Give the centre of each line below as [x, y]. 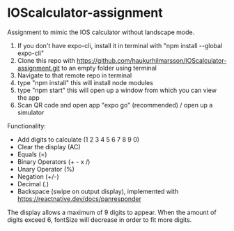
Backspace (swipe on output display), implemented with [98, 191]
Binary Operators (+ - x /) [54, 161]
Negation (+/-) [38, 177]
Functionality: [27, 126]
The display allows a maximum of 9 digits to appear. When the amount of [112, 212]
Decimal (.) [33, 184]
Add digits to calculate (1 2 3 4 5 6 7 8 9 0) [78, 139]
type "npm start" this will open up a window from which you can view [117, 90]
